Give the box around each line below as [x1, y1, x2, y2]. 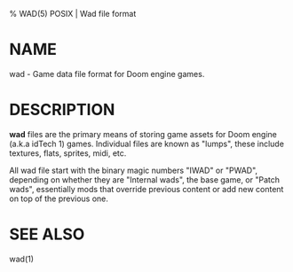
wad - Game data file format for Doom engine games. [9, 68, 205, 79]
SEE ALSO [9, 224, 85, 245]
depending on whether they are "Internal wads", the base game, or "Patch [9, 174, 281, 185]
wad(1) [9, 253, 34, 264]
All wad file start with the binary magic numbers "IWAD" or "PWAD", [9, 165, 258, 175]
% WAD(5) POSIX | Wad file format [9, 9, 137, 19]
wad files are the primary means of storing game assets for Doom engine [9, 128, 278, 139]
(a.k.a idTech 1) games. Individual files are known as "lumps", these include [9, 138, 284, 149]
